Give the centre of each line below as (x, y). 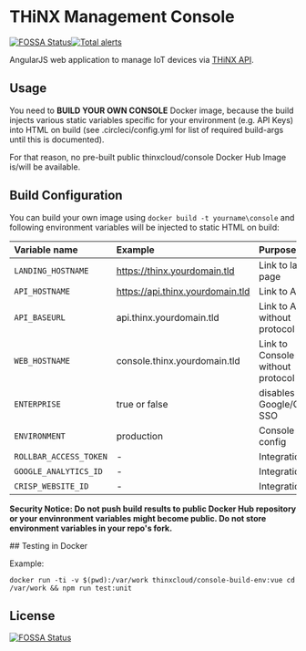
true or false (142, 404)
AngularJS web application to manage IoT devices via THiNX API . (132, 59)
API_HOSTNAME (42, 291)
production (140, 436)
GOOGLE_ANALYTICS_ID (58, 471)
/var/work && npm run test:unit (71, 588)
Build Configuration (66, 196)
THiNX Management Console (122, 17)
